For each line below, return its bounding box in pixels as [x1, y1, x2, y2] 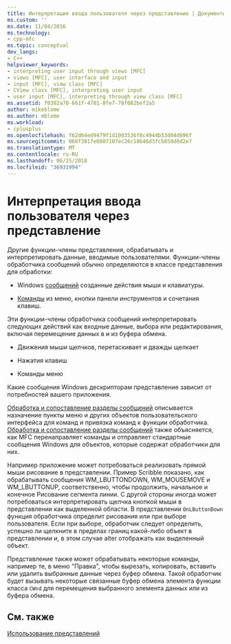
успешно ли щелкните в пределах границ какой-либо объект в [7, 526, 192, 534]
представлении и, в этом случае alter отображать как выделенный [7, 534, 204, 542]
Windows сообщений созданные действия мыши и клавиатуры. [16, 280, 205, 289]
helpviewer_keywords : [7, 61, 69, 68]
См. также [7, 611, 55, 623]
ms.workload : [7, 118, 45, 126]
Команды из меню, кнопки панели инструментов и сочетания [16, 294, 199, 302]
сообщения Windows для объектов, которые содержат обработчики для [7, 440, 221, 448]
